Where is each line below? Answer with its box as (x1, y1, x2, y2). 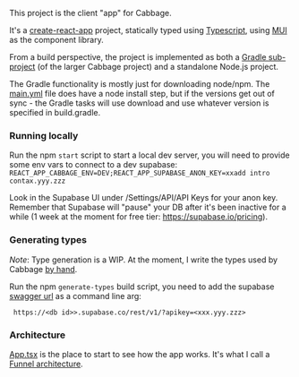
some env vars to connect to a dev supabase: (9, 159, 178, 170)
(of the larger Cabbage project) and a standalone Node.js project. (37, 62, 279, 72)
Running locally (9, 129, 79, 141)
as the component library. (9, 35, 105, 45)
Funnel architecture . (9, 358, 83, 369)
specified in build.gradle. (9, 107, 101, 117)
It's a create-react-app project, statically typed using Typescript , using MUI (9, 25, 288, 35)
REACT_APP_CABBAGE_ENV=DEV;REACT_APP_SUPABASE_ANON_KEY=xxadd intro (9, 169, 270, 178)
